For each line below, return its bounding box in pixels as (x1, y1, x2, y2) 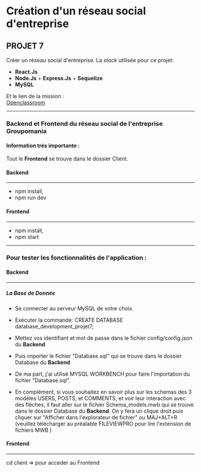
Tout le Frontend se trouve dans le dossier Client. (6, 155, 129, 162)
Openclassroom (6, 99, 45, 106)
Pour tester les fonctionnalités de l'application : (6, 253, 147, 262)
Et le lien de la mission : (6, 93, 64, 99)
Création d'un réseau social (6, 4, 147, 18)
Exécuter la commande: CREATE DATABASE (14, 316, 124, 323)
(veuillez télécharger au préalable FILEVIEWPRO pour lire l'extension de (14, 420, 191, 427)
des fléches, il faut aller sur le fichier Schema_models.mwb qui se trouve (14, 401, 194, 408)
